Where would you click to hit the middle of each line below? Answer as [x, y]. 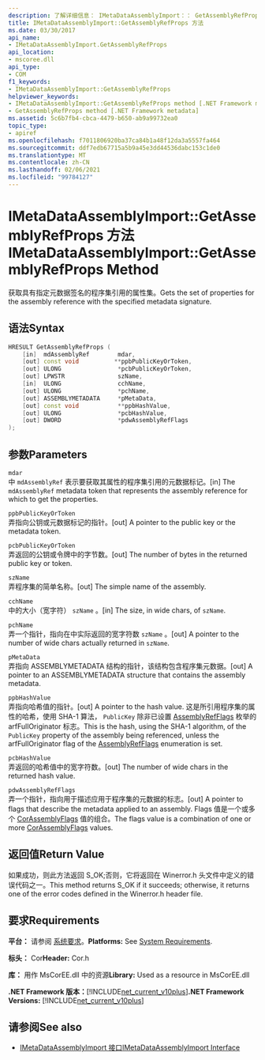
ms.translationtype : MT [47, 155]
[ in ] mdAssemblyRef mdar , [79, 354]
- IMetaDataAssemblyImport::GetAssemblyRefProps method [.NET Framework [130, 104]
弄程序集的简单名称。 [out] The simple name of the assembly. [107, 587]
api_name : [24, 38]
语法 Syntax [36, 328]
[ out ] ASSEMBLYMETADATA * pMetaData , [90, 398]
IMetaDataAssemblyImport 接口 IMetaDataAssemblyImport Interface [130, 1047]
